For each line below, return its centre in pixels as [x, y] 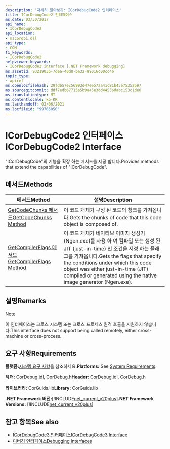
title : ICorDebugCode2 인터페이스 [39, 15]
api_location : [20, 33]
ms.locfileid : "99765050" [32, 109]
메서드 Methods [29, 184]
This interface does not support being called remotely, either [74, 330]
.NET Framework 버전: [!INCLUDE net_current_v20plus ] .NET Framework [80, 399]
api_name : [16, 24]
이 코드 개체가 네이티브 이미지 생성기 [104, 233]
